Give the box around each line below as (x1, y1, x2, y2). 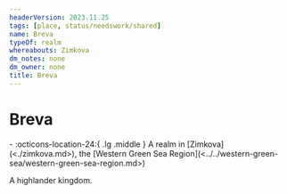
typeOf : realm (9, 37, 62, 47)
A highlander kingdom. (9, 174, 93, 185)
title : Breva (9, 71, 58, 80)
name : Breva (9, 29, 53, 38)
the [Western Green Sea (78, 148, 168, 158)
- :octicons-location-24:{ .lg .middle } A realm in (9, 139, 185, 150)
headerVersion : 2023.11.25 (9, 12, 110, 22)
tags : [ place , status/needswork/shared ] (9, 21, 162, 30)
